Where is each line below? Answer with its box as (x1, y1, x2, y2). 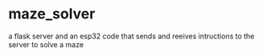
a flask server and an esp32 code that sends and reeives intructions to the (8, 31, 255, 41)
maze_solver (8, 5, 96, 23)
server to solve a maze (8, 39, 84, 49)
